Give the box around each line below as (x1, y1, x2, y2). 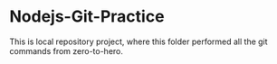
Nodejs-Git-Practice (9, 6, 165, 27)
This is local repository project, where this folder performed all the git (9, 36, 269, 47)
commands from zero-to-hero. (9, 45, 124, 56)
